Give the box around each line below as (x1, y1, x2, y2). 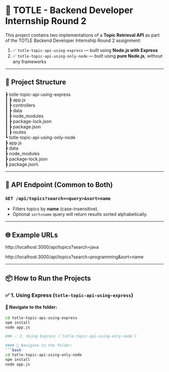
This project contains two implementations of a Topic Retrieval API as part (5, 32, 160, 38)
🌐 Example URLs (5, 230, 58, 239)
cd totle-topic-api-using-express (5, 315, 78, 320)
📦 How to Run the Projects (5, 274, 92, 283)
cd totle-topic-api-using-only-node (5, 352, 82, 358)
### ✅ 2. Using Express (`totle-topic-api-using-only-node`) (5, 334, 137, 339)
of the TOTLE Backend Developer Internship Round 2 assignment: (5, 37, 142, 43)
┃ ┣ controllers (5, 102, 36, 108)
